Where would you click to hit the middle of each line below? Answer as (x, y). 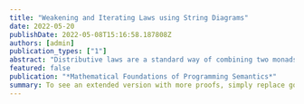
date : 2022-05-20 (42, 26)
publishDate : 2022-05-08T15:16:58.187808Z (90, 34)
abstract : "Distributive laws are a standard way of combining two (139, 60)
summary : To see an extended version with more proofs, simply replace (147, 85)
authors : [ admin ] (42, 43)
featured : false (40, 69)
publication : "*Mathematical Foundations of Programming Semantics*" (143, 77)
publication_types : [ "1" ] (58, 52)
